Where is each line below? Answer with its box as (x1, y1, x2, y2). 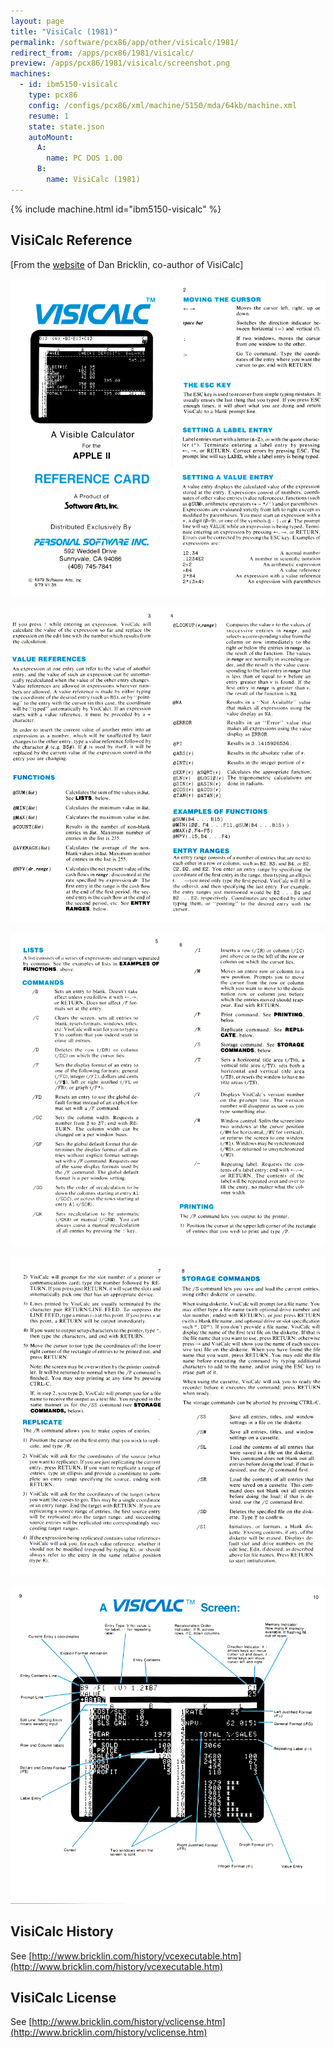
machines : (10, 69, 52, 79)
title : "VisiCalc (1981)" (10, 26, 118, 37)
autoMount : (28, 132, 74, 142)
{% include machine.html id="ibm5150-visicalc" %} (10, 203, 222, 215)
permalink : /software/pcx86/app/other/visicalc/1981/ (10, 37, 240, 47)
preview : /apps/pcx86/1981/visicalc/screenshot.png (10, 58, 230, 69)
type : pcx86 (28, 90, 78, 100)
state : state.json (28, 121, 105, 132)
